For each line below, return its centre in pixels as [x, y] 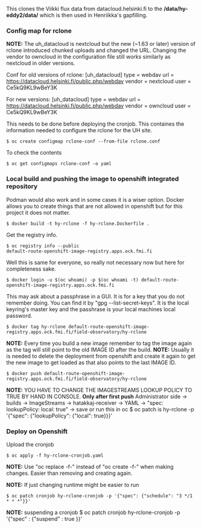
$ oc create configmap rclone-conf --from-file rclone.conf [84, 141]
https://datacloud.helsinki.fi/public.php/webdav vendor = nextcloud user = [99, 82]
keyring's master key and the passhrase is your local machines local [91, 309]
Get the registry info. [32, 234]
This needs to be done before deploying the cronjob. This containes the [95, 124]
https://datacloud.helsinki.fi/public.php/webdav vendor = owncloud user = [99, 106]
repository [22, 187]
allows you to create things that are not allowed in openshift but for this [94, 206]
